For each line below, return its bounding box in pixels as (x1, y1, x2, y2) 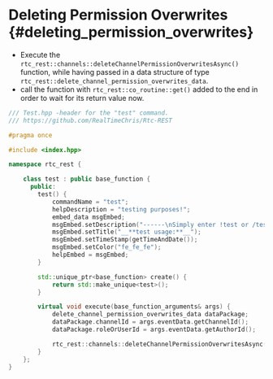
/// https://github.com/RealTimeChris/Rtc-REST (8, 116, 173, 124)
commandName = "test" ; (51, 198, 129, 206)
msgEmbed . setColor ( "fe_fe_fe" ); (51, 243, 162, 251)
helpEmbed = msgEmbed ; (51, 250, 129, 259)
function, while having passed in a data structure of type (19, 67, 210, 76)
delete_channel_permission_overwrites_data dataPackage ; (51, 311, 249, 319)
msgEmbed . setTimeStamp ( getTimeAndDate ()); (51, 236, 198, 244)
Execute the (19, 50, 61, 59)
